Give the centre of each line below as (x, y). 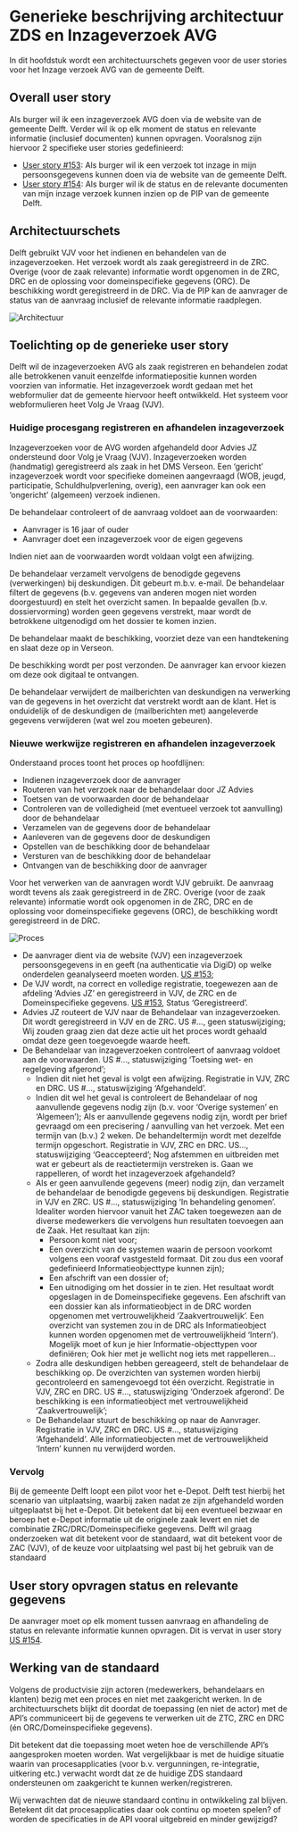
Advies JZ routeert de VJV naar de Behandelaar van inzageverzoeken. (151, 1012)
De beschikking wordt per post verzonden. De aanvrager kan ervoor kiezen (148, 665)
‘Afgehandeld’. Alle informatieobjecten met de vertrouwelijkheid (152, 1438)
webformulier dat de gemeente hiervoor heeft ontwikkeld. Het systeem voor (149, 396)
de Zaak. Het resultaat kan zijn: (92, 1230)
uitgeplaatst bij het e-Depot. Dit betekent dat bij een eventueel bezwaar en (146, 1510)
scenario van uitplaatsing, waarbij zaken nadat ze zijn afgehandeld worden (146, 1501)
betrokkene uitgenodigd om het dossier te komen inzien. (113, 621)
